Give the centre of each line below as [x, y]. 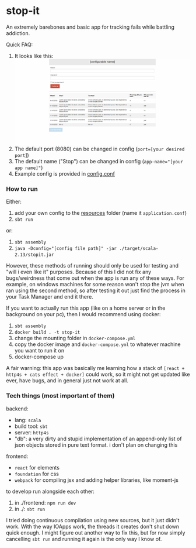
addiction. [18, 33]
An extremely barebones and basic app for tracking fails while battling [90, 27]
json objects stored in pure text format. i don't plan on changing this [96, 445]
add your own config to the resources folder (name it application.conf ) [100, 213]
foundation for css [37, 474]
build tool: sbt [31, 426]
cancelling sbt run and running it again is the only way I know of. [84, 539]
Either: [14, 202]
